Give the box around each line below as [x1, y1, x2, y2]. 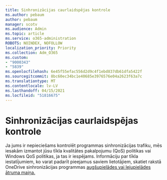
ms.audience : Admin [5, 27, 47, 32]
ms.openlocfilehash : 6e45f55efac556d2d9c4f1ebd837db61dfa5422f [5, 69, 143, 74]
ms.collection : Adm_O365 [5, 50, 58, 55]
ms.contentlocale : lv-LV [5, 83, 58, 88]
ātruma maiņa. [5, 169, 36, 176]
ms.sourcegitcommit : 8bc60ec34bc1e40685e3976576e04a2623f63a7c [5, 74, 143, 79]
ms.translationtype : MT [5, 79, 56, 84]
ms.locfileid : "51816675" [5, 93, 60, 98]
